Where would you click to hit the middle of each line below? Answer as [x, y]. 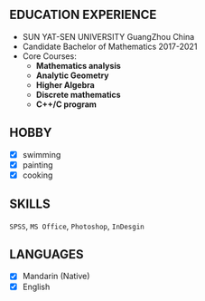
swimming [42, 154]
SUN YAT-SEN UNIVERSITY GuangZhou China [108, 36]
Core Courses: [49, 56]
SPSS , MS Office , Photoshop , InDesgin [77, 226]
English [36, 286]
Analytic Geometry [72, 75]
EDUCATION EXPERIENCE [83, 15]
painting [37, 165]
